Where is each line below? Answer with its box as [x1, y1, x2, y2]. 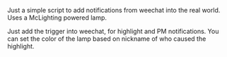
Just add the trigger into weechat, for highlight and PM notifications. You [7, 27, 219, 35]
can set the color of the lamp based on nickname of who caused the [7, 34, 206, 43]
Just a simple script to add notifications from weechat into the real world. [7, 6, 221, 14]
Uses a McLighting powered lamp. [7, 13, 107, 22]
